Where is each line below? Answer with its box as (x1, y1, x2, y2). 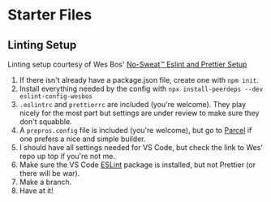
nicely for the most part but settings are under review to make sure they (19, 108, 260, 118)
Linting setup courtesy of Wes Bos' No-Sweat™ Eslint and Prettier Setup (7, 59, 247, 69)
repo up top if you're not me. (19, 152, 115, 161)
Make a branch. (19, 177, 72, 187)
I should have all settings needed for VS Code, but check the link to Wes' (19, 143, 264, 152)
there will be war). (19, 169, 80, 178)
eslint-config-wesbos (19, 92, 92, 101)
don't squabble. (19, 117, 72, 127)
